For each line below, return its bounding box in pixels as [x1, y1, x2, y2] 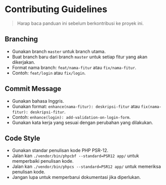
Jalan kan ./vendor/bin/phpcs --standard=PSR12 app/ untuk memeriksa [12, 163, 161, 170]
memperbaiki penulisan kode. [12, 158, 74, 164]
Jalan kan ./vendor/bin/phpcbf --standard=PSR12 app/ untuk [12, 153, 139, 159]
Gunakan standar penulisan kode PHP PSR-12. [12, 148, 109, 154]
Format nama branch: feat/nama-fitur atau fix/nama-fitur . [12, 64, 137, 70]
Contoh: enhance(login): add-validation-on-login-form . [12, 114, 131, 120]
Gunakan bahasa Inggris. [12, 98, 64, 104]
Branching [5, 35, 38, 43]
